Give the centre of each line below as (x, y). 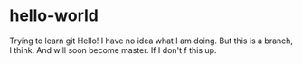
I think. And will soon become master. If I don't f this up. (113, 50)
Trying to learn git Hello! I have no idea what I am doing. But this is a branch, (151, 41)
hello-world (54, 16)
